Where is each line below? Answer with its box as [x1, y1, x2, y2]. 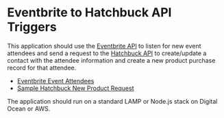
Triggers [7, 19, 57, 35]
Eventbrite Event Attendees [16, 76, 95, 85]
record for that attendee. [7, 63, 77, 72]
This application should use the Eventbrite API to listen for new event [7, 42, 201, 50]
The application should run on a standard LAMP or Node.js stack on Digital [7, 97, 218, 105]
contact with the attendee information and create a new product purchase [7, 56, 216, 64]
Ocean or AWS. [7, 104, 51, 113]
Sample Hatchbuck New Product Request [16, 84, 134, 92]
